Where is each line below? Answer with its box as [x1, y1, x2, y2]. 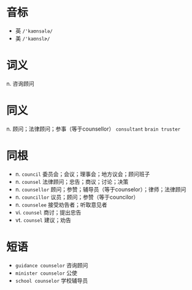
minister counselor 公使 [15, 269, 78, 277]
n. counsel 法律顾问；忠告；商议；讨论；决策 [15, 178, 129, 185]
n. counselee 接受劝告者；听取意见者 [15, 200, 107, 208]
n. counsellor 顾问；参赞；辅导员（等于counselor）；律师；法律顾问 [15, 185, 186, 193]
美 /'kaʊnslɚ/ [15, 34, 50, 42]
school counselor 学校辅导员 [15, 277, 88, 284]
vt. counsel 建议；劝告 [15, 216, 72, 224]
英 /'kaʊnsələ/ [15, 27, 53, 34]
